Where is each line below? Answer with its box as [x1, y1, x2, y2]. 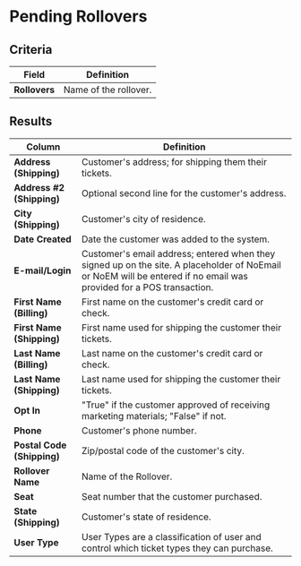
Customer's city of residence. [81, 212, 206, 225]
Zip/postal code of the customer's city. [81, 444, 245, 457]
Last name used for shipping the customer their [81, 373, 281, 385]
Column [26, 141, 61, 153]
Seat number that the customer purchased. [81, 490, 262, 502]
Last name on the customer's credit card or [81, 347, 263, 359]
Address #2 [13, 181, 65, 193]
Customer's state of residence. [81, 510, 212, 523]
